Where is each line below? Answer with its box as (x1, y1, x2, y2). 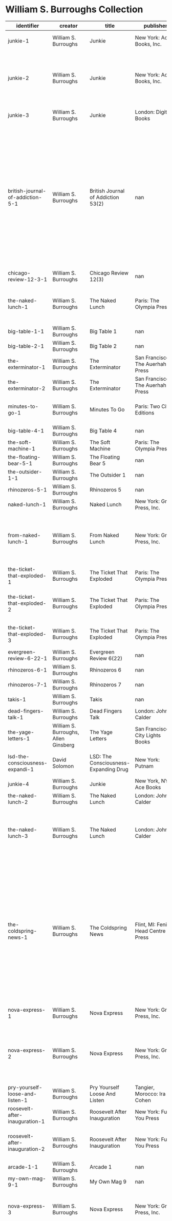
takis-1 (8, 696, 27, 703)
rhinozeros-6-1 (8, 666, 47, 673)
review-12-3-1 (8, 275, 48, 283)
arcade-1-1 (8, 1163, 38, 1170)
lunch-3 (8, 832, 28, 839)
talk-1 (8, 714, 24, 721)
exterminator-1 (8, 363, 46, 370)
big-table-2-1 (8, 342, 45, 349)
